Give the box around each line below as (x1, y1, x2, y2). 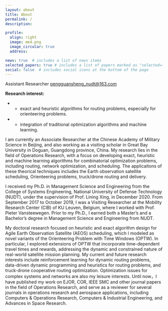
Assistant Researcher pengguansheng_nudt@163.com (5, 81, 117, 87)
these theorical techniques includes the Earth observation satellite (5, 168, 141, 174)
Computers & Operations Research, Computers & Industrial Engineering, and (5, 295, 162, 301)
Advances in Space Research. (5, 300, 67, 306)
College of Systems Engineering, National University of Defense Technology (5, 188, 162, 195)
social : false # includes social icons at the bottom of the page (5, 67, 149, 72)
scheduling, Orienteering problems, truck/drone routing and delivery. (5, 173, 147, 180)
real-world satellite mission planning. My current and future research (5, 251, 147, 257)
